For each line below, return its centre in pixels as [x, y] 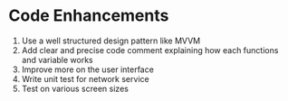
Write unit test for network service [86, 78]
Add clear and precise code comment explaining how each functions [150, 50]
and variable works [57, 60]
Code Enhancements [89, 16]
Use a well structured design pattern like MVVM [111, 41]
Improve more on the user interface [88, 69]
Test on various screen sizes [75, 88]
